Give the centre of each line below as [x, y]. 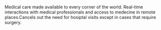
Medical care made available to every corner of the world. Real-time [74, 7]
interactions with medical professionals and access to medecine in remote [80, 12]
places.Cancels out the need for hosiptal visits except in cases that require [80, 17]
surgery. [13, 22]
